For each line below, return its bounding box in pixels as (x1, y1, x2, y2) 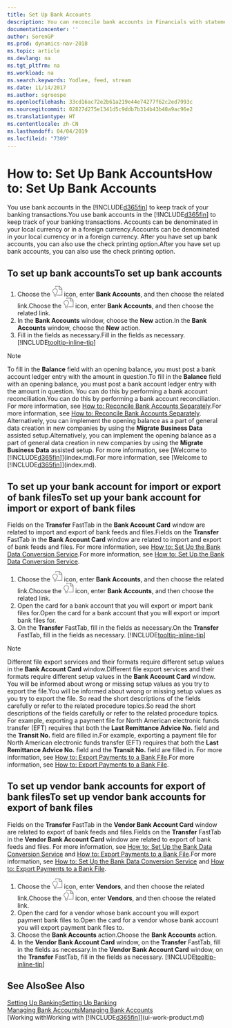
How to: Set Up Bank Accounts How (7, 166, 213, 181)
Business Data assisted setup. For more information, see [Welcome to (7, 446, 207, 454)
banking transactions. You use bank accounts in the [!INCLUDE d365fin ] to (7, 211, 216, 219)
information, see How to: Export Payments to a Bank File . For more (7, 754, 195, 762)
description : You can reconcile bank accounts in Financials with (7, 18, 202, 26)
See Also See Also (7, 980, 85, 992)
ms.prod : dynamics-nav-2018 (7, 40, 88, 48)
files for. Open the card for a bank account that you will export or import (17, 609, 220, 617)
